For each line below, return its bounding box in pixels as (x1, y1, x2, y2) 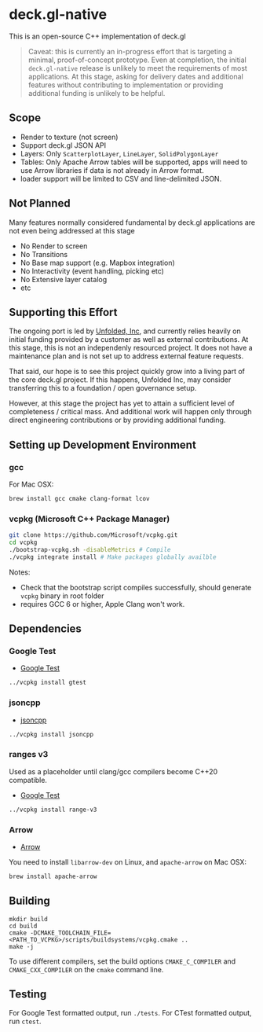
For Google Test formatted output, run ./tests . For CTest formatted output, (9, 1008, 252, 1018)
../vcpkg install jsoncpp (9, 730, 93, 738)
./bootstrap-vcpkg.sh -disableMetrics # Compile (9, 545, 171, 553)
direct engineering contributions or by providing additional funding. (9, 415, 226, 425)
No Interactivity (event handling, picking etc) (20, 266, 164, 276)
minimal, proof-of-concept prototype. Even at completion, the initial (27, 55, 247, 64)
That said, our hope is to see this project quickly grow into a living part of (9, 367, 246, 376)
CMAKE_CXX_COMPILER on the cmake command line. (9, 964, 164, 974)
